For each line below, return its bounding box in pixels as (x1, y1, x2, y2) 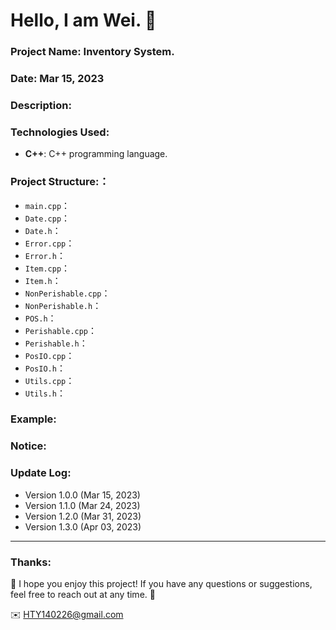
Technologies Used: (10, 125, 110, 139)
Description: (10, 98, 72, 112)
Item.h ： (24, 274, 62, 286)
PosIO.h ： (24, 362, 66, 374)
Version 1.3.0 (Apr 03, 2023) (24, 520, 142, 533)
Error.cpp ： (24, 237, 75, 249)
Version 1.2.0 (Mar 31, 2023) (24, 510, 142, 522)
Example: (10, 412, 57, 426)
